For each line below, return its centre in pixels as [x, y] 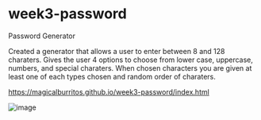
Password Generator [42, 36]
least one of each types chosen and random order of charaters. [112, 76]
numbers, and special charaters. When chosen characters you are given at [130, 68]
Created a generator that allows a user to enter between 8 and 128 [117, 51]
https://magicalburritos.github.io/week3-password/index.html [109, 91]
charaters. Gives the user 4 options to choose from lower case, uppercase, [131, 60]
